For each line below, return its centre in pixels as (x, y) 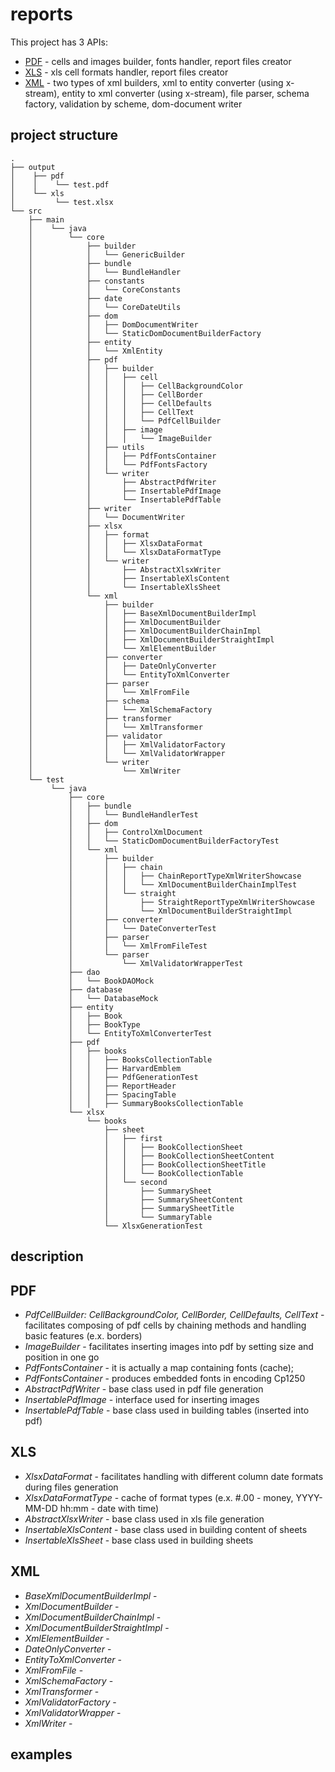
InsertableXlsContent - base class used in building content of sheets (166, 1529)
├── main (46, 219)
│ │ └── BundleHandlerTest (133, 814)
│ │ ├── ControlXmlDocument (135, 832)
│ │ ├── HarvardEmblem (125, 1068)
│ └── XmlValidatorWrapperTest (156, 963)
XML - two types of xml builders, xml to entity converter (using (154, 82)
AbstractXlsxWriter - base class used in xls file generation (144, 1519)
